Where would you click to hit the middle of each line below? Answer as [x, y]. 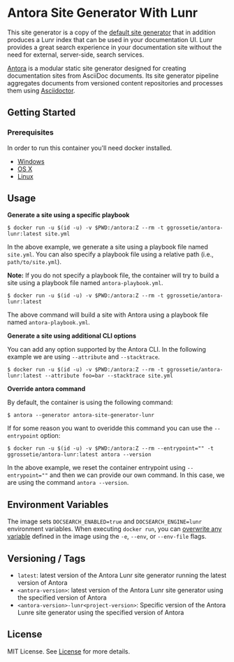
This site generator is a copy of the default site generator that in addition [111, 32]
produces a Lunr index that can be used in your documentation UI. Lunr [110, 39]
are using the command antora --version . [68, 483]
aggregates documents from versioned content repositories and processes [115, 83]
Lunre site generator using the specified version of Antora [101, 613]
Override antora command [46, 389]
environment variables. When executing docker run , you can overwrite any [115, 529]
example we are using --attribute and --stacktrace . [84, 357]
